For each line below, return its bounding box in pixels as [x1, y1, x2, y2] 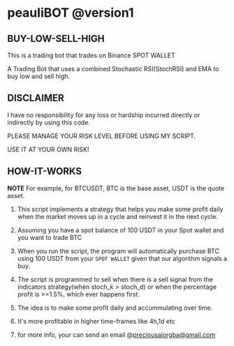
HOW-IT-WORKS [7, 165, 82, 177]
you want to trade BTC [17, 233, 82, 241]
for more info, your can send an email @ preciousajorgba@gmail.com [17, 330, 216, 339]
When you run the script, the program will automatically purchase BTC [17, 246, 220, 255]
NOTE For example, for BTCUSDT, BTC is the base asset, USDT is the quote [7, 183, 225, 193]
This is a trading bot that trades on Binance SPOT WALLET [7, 51, 176, 59]
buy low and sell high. [7, 72, 71, 80]
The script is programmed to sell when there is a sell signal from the [17, 275, 213, 283]
